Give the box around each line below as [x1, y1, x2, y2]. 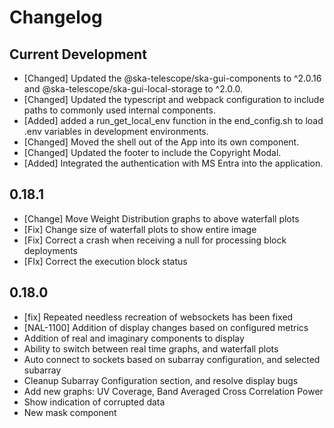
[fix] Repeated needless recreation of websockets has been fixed [23, 311, 294, 323]
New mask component [23, 406, 117, 418]
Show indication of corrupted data [23, 396, 166, 408]
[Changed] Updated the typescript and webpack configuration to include [23, 94, 325, 105]
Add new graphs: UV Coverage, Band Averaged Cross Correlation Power [23, 385, 324, 397]
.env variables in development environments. [23, 126, 209, 137]
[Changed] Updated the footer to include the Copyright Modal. [23, 147, 282, 158]
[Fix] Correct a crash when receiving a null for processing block [23, 234, 287, 246]
